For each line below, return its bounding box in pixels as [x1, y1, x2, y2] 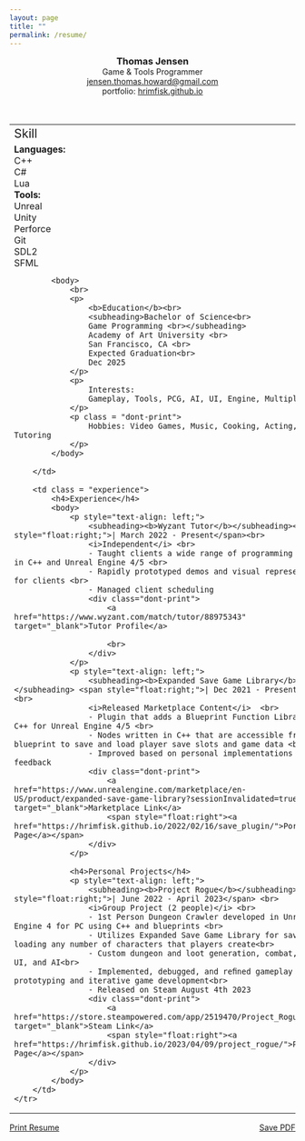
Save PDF [259, 1122, 296, 1133]
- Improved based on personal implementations [87, 748, 293, 759]
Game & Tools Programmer [102, 66, 203, 77]
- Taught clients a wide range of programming [87, 548, 293, 559]
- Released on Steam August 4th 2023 [87, 985, 251, 996]
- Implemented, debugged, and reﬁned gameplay [87, 966, 293, 977]
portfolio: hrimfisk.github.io [102, 85, 203, 96]
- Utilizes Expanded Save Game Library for [87, 930, 280, 941]
